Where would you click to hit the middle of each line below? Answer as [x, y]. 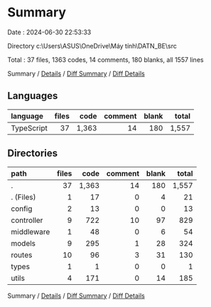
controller [27, 220]
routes [22, 255]
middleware [31, 231]
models [23, 243]
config [22, 209]
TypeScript [29, 128]
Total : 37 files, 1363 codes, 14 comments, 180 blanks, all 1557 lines [105, 59]
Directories [33, 153]
